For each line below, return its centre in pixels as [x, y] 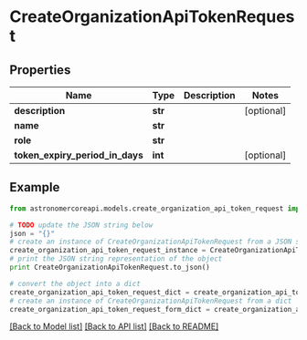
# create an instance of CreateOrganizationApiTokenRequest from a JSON [151, 242]
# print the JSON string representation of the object [116, 259]
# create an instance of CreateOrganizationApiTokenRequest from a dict [151, 301]
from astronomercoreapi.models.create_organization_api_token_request [147, 208]
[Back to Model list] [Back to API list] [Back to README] [114, 326]
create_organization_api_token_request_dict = [100, 292]
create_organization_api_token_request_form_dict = [110, 309]
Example [35, 187]
